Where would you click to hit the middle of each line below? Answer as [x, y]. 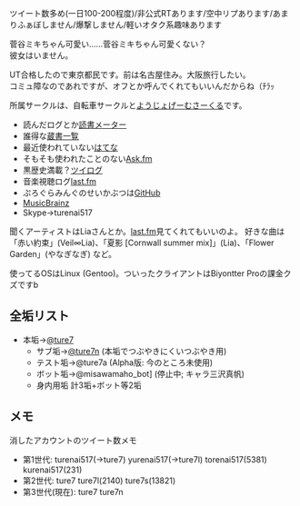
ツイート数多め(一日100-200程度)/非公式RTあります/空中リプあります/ [141, 13]
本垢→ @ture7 [48, 340]
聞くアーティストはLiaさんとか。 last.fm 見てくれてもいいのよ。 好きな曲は [147, 231]
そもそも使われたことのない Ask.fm [87, 159]
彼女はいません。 [41, 55]
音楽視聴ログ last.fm [60, 181]
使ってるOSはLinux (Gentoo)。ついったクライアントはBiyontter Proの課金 [146, 273]
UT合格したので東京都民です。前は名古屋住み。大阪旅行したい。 [130, 74]
